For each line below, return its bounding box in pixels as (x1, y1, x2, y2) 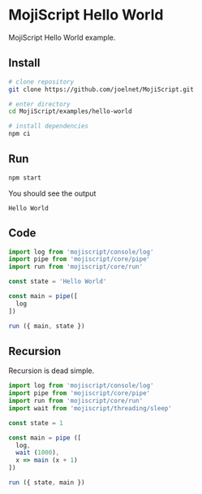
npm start (8, 173, 42, 182)
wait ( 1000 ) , (15, 448, 60, 457)
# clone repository (8, 77, 75, 86)
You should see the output (8, 188, 97, 198)
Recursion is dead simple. (8, 366, 95, 375)
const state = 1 (8, 418, 63, 427)
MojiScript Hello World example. (8, 32, 116, 42)
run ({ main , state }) (8, 322, 85, 330)
